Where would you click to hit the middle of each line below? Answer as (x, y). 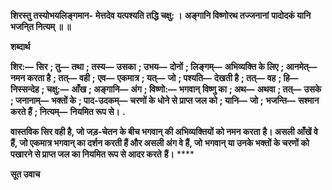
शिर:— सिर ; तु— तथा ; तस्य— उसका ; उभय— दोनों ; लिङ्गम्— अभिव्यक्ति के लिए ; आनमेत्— (164, 66)
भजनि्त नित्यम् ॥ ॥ (41, 26)
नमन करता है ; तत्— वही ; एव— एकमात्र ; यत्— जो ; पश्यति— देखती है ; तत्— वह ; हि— (154, 78)
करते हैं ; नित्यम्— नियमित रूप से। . (68, 111)
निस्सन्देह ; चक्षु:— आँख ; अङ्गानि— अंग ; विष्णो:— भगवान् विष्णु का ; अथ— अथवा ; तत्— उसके (166, 89)
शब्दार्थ (20, 46)
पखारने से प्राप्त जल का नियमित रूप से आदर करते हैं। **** (102, 154)
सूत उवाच (25, 174)
